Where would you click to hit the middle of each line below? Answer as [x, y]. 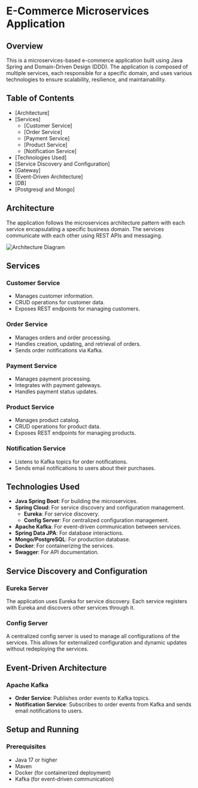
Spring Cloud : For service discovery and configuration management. [100, 508]
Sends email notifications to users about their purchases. [85, 468]
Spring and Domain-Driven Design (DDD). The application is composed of [97, 67]
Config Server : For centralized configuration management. [96, 520]
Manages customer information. [54, 296]
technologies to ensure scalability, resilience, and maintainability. [86, 80]
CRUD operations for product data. [58, 427]
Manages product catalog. [47, 420]
